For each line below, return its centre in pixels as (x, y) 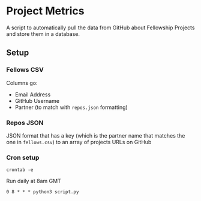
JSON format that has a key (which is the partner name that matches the (96, 135)
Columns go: (22, 83)
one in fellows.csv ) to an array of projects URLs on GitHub (79, 142)
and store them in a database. (43, 33)
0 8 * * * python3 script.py (43, 192)
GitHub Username (37, 100)
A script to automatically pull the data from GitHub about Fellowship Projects (100, 28)
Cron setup (23, 157)
